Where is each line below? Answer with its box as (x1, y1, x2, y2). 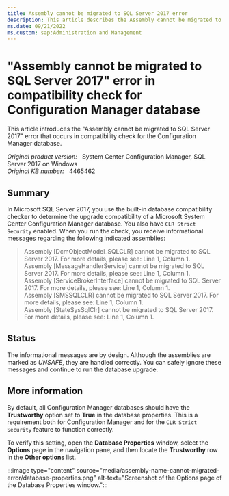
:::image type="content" (7, 466, 75, 474)
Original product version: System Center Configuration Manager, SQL (7, 153, 206, 161)
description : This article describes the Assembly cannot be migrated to (7, 16, 222, 23)
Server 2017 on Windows (7, 160, 78, 168)
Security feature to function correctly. (7, 425, 114, 433)
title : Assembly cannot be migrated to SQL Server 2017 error (7, 10, 188, 17)
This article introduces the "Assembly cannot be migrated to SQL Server (7, 125, 211, 133)
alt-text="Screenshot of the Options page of (98, 473, 222, 482)
